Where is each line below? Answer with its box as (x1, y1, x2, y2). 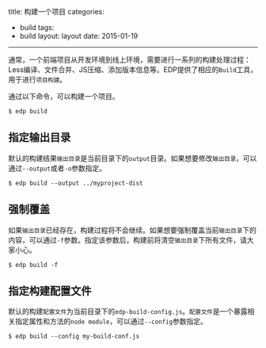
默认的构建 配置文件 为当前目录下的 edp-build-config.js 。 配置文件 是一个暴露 (8, 307, 248, 316)
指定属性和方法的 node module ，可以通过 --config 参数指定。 (14, 316, 208, 327)
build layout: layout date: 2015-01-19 (19, 31, 139, 40)
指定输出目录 (8, 131, 71, 144)
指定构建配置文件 (8, 285, 92, 298)
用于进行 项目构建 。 (8, 75, 67, 84)
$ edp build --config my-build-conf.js (8, 332, 140, 341)
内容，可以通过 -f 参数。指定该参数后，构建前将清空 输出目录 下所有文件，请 (8, 235, 247, 244)
